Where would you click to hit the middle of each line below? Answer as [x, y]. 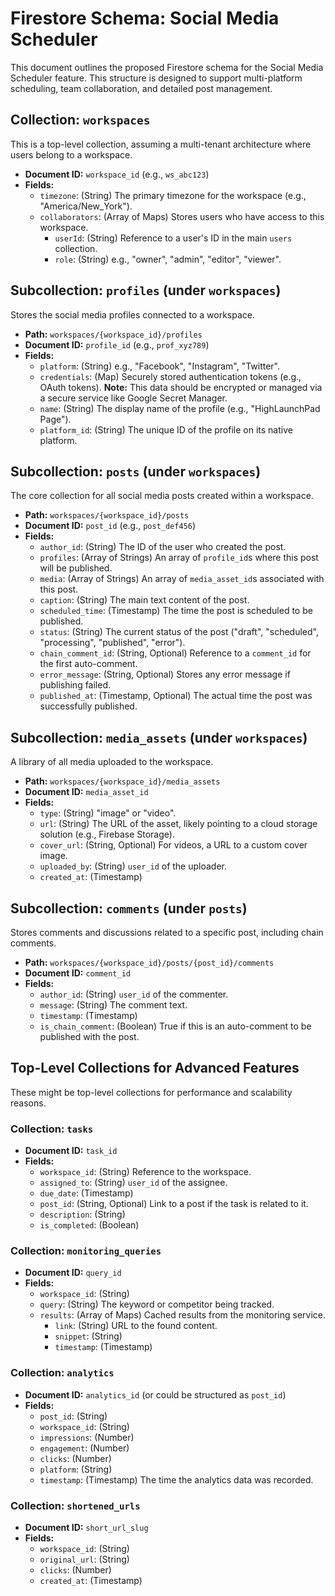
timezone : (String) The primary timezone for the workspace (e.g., [173, 195]
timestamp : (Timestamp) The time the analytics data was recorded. [176, 1479]
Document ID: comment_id [77, 973]
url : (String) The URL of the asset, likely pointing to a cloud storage [178, 824]
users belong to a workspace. [71, 154]
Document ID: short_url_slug [86, 1527]
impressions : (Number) [87, 1437]
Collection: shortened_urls [75, 1505]
